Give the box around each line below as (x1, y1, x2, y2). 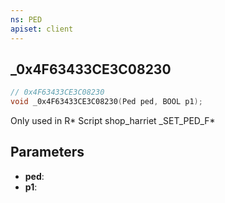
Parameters (10, 144, 85, 161)
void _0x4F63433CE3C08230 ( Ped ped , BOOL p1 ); (10, 97, 203, 107)
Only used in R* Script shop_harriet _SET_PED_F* (10, 115, 216, 127)
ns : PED (10, 14, 43, 25)
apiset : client (10, 24, 74, 34)
